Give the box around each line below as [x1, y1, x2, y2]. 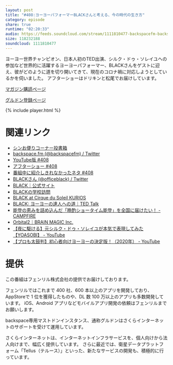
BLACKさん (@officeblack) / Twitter [12, 176, 89, 182]
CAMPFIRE [12, 213, 36, 219]
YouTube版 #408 [12, 156, 49, 162]
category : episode [5, 17, 45, 22]
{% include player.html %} [5, 107, 61, 113]
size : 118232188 [5, 36, 40, 42]
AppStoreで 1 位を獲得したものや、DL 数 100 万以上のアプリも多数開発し [5, 294, 160, 300]
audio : [5, 31, 20, 36]
